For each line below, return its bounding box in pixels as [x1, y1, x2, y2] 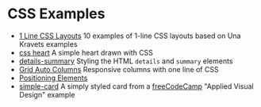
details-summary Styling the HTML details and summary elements [18, 56, 233, 66]
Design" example [18, 90, 75, 99]
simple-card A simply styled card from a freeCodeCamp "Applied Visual [18, 81, 255, 91]
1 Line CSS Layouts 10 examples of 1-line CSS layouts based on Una [18, 31, 241, 40]
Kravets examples [18, 39, 78, 48]
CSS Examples [7, 5, 106, 23]
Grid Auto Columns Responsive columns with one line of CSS [18, 64, 219, 74]
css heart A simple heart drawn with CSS [18, 48, 154, 57]
